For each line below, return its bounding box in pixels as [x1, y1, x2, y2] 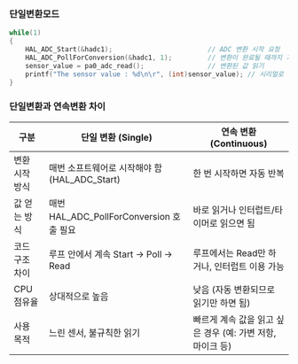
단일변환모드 [9, 7, 60, 19]
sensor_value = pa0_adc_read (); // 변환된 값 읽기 [25, 61, 264, 70]
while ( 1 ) [9, 28, 42, 37]
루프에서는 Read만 [192, 246, 266, 259]
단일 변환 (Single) [81, 131, 153, 143]
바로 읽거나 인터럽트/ [192, 204, 275, 216]
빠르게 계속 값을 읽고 [192, 313, 274, 325]
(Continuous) [209, 137, 268, 150]
